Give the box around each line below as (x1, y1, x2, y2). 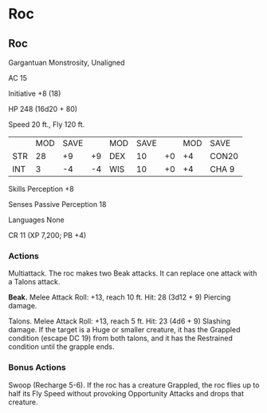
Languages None (8, 215, 65, 224)
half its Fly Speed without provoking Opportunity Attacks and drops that (8, 388, 245, 398)
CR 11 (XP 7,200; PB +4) (8, 231, 87, 240)
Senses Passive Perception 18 (8, 200, 107, 208)
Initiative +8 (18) (8, 89, 61, 98)
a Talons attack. (8, 277, 61, 287)
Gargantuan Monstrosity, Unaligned (8, 58, 125, 67)
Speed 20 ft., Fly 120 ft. (8, 120, 85, 129)
